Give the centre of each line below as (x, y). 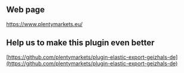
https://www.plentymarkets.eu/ (45, 24)
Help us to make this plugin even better (80, 43)
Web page (25, 10)
